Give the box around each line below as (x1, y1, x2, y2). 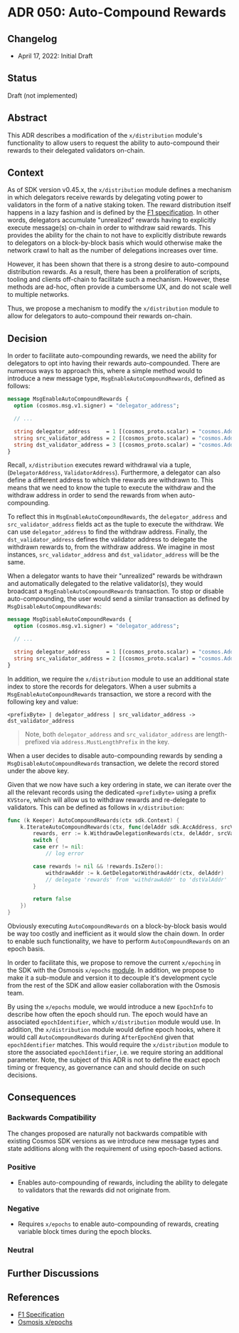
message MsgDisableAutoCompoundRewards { (7, 616, 132, 623)
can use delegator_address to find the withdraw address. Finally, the (7, 527, 208, 536)
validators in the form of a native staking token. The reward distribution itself (7, 201, 231, 209)
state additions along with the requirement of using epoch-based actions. (7, 1144, 223, 1152)
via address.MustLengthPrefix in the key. (51, 737, 170, 746)
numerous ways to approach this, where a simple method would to (7, 367, 203, 375)
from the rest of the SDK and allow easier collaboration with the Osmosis (7, 981, 221, 989)
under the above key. (7, 766, 70, 775)
